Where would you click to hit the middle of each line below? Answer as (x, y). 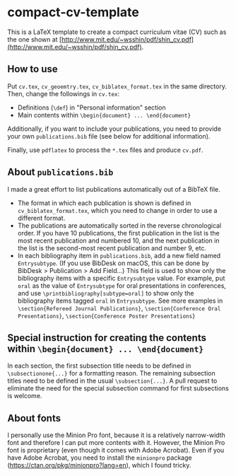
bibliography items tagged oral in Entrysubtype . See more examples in (120, 301)
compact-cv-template (73, 12)
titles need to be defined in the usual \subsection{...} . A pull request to (112, 381)
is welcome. (25, 396)
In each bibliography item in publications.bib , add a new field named (119, 255)
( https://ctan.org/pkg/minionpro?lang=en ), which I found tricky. (99, 465)
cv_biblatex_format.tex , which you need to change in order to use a (117, 210)
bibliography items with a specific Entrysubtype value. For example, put (121, 278)
